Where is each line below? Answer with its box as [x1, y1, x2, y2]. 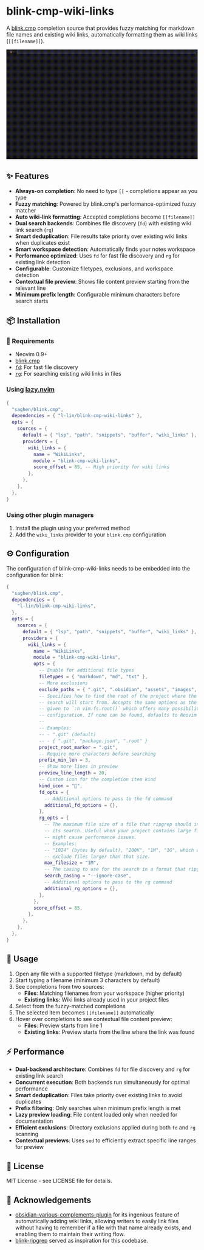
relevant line [15, 284, 46, 292]
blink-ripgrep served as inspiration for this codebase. [15, 1237, 149, 1245]
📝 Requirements [6, 337, 55, 345]
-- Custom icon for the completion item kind [38, 776, 156, 783]
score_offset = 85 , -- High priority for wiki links [33, 464, 170, 470]
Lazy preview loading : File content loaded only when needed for [15, 1111, 178, 1118]
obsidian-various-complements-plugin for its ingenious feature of [15, 1211, 180, 1218]
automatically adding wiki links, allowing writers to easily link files [15, 1218, 179, 1225]
